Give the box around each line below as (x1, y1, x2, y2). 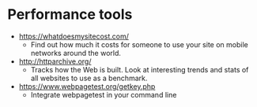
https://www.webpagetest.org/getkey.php (18, 81, 156, 91)
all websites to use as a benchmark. (30, 73, 148, 83)
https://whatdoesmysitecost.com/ (18, 31, 130, 41)
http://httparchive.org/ (18, 57, 92, 66)
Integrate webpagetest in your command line (30, 90, 177, 99)
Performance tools (7, 6, 133, 24)
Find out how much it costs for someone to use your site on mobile (30, 39, 248, 49)
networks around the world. (30, 48, 122, 57)
